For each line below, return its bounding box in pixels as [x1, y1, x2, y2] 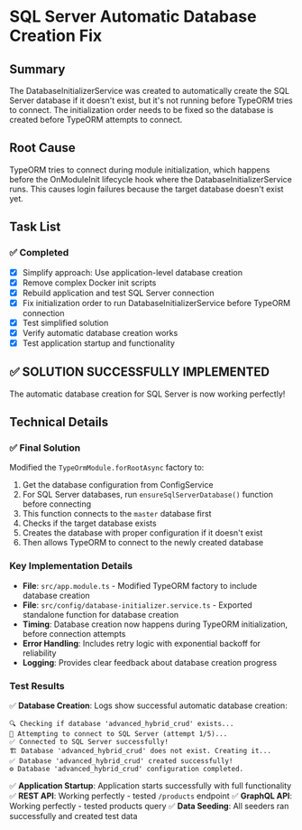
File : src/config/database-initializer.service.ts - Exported [22, 599, 252, 611]
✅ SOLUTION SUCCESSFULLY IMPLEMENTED [9, 364, 270, 380]
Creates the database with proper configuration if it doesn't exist [22, 527, 263, 538]
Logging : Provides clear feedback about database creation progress [22, 657, 278, 667]
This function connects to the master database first [22, 508, 212, 519]
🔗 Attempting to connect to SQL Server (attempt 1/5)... [9, 730, 228, 739]
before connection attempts [22, 628, 126, 639]
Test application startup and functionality [22, 337, 176, 349]
